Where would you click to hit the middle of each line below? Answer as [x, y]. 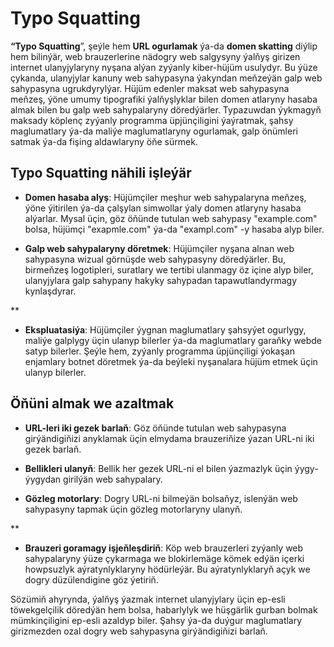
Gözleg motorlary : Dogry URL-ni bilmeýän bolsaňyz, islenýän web [161, 498]
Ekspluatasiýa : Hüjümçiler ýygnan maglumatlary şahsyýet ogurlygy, [165, 329]
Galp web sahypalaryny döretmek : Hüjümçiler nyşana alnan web [159, 248]
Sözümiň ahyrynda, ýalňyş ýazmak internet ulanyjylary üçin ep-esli [148, 599]
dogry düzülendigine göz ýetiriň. [91, 579]
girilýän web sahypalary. [113, 479]
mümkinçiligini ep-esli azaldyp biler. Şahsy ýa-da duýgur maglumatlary [156, 620]
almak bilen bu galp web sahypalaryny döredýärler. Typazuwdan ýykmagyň [166, 109]
